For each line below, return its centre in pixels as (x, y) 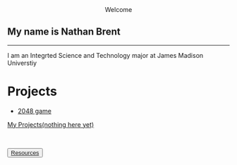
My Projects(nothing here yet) (51, 124)
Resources (25, 153)
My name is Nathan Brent (64, 32)
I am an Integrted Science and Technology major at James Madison (105, 55)
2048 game (34, 111)
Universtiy (22, 63)
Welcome (119, 10)
